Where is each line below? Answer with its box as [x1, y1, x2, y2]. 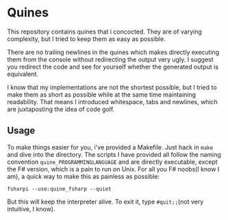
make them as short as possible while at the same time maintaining [7, 90, 197, 99]
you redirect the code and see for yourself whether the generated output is [7, 62, 219, 71]
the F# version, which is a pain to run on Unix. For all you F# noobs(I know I [7, 164, 220, 173]
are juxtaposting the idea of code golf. [7, 105, 115, 113]
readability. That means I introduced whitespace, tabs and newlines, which [7, 97, 218, 106]
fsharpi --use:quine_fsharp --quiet [7, 185, 112, 193]
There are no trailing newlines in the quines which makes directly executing [7, 48, 220, 56]
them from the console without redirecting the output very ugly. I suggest [7, 55, 214, 63]
